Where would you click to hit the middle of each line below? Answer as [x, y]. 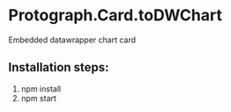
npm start [38, 98]
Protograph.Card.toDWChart [115, 15]
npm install [41, 88]
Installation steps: [59, 67]
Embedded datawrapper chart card [72, 40]
